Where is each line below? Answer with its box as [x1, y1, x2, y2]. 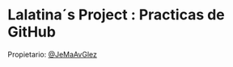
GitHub [7, 23, 56, 41]
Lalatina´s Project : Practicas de [7, 6, 226, 24]
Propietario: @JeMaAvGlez [7, 49, 98, 59]
